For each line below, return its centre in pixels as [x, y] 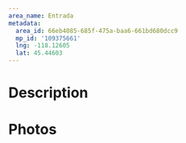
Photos [33, 130]
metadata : [25, 23]
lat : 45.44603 [39, 53]
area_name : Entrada [41, 16]
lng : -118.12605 [43, 46]
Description [48, 93]
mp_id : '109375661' [48, 38]
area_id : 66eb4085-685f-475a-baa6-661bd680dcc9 [97, 31]
